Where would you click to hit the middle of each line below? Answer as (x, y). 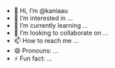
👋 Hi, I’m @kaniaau (41, 11)
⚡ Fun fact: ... (33, 58)
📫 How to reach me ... (46, 41)
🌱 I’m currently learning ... (51, 25)
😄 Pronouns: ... (36, 51)
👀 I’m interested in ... (43, 18)
